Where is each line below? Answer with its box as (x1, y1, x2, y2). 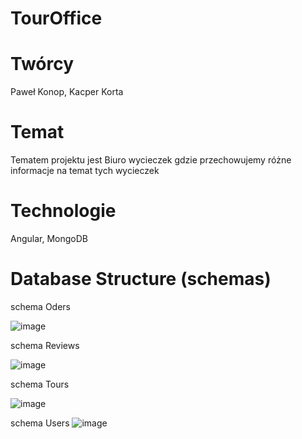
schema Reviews (10, 339, 80, 351)
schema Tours (10, 378, 70, 390)
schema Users (10, 417, 70, 429)
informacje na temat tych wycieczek (10, 165, 160, 177)
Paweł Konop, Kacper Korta (10, 86, 124, 98)
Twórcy (10, 53, 75, 76)
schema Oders (10, 300, 71, 312)
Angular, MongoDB (10, 233, 88, 244)
